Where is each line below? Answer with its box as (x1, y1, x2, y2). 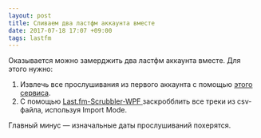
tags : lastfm (8, 34, 52, 42)
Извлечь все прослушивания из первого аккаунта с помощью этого (19, 80, 253, 89)
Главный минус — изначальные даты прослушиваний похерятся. (8, 120, 231, 130)
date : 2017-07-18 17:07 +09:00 (8, 26, 113, 34)
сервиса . (19, 89, 51, 98)
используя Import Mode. (45, 105, 128, 115)
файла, (19, 105, 44, 115)
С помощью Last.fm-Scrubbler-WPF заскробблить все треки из (19, 97, 235, 106)
